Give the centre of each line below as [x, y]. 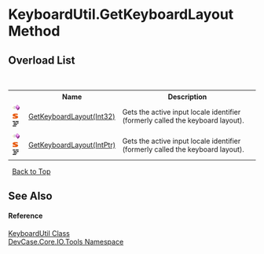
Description [187, 97]
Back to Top [31, 171]
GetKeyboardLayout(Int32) [72, 116]
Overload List [42, 60]
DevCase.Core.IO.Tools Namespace [66, 242]
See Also [30, 195]
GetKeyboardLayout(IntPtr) [72, 145]
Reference [26, 216]
